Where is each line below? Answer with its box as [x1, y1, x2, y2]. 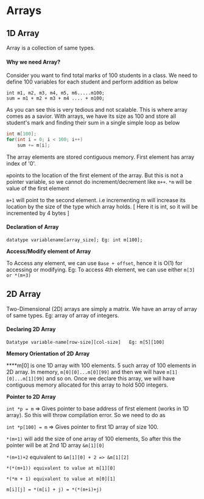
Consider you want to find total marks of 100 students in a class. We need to [6, 71, 198, 79]
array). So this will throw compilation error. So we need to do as [6, 412, 166, 419]
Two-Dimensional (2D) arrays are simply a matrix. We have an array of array [6, 305, 197, 312]
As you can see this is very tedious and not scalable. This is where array [6, 106, 188, 114]
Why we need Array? [6, 58, 61, 65]
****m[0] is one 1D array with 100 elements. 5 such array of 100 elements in [6, 362, 197, 370]
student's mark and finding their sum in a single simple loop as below [6, 119, 180, 126]
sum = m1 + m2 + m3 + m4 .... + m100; [6, 95, 105, 101]
